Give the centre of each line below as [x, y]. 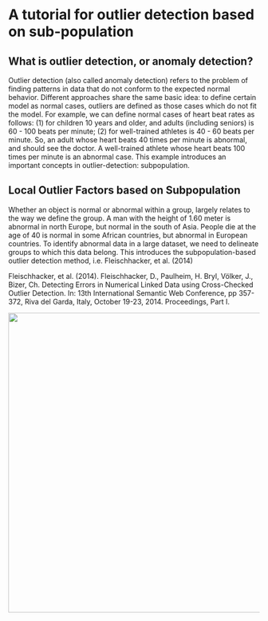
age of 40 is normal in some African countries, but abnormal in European [128, 235]
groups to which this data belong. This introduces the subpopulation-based [132, 252]
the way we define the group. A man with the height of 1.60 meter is [120, 218]
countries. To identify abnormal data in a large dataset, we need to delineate [134, 243]
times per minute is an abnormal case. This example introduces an [117, 157]
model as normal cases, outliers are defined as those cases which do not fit [132, 106]
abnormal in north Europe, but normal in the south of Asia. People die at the [132, 226]
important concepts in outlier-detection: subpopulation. [99, 165]
